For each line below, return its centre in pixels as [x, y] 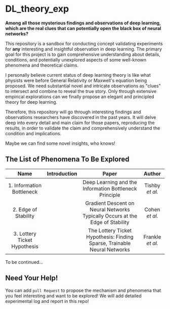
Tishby [152, 185]
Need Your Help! [32, 278]
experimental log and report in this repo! [47, 301]
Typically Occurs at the [110, 215]
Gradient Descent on [110, 203]
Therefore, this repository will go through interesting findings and [73, 112]
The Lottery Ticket [110, 230]
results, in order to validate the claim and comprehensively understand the [83, 128]
